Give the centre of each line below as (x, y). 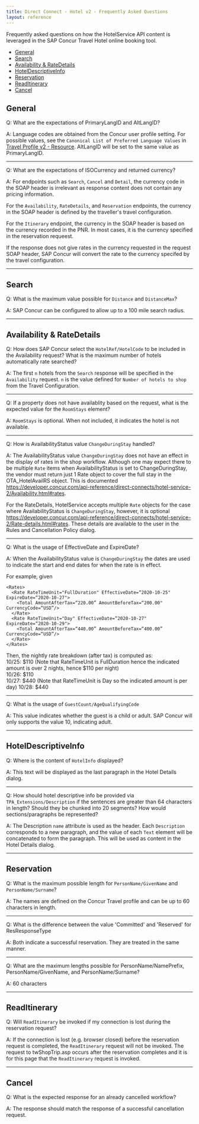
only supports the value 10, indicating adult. (59, 721)
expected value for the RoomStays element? (58, 409)
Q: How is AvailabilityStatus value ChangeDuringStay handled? (81, 444)
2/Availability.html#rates (36, 493)
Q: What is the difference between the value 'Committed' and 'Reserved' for (99, 924)
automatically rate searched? (41, 361)
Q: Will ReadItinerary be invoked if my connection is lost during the (88, 1022)
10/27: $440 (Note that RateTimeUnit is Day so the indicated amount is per (97, 680)
